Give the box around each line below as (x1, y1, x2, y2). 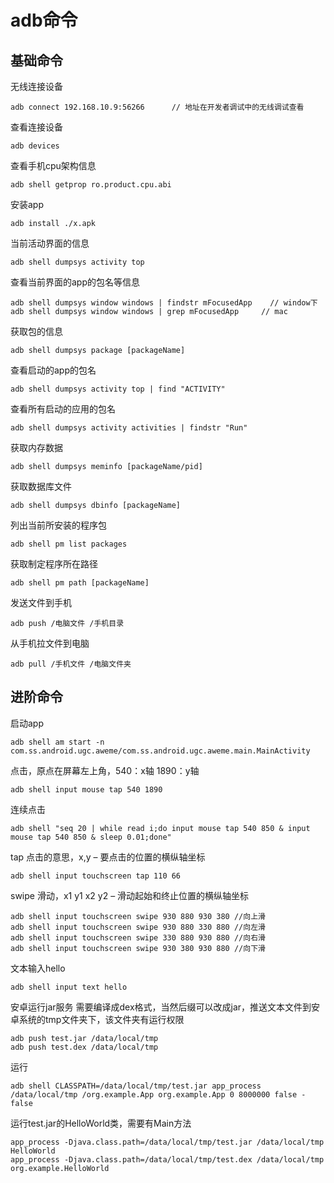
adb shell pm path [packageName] (10, 578, 150, 588)
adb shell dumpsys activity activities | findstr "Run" (10, 423, 248, 433)
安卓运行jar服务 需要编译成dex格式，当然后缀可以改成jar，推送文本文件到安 (10, 1001, 321, 1013)
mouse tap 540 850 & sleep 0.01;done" (10, 832, 172, 842)
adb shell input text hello (10, 982, 128, 992)
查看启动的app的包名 (10, 364, 97, 376)
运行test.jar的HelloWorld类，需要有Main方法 (10, 1117, 192, 1129)
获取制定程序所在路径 (10, 558, 98, 570)
